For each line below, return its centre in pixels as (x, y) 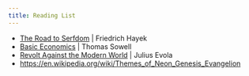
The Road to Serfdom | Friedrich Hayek (83, 38)
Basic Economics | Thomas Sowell (75, 46)
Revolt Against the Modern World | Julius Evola (96, 55)
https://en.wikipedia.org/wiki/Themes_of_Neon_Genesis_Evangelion (130, 63)
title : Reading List (42, 15)
